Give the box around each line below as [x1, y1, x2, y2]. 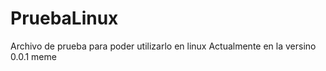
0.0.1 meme [10, 50, 57, 62]
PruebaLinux [10, 7, 119, 30]
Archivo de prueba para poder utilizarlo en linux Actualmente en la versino [10, 40, 317, 52]
